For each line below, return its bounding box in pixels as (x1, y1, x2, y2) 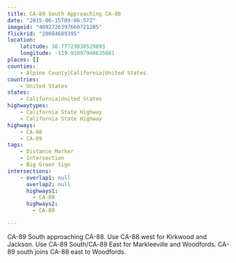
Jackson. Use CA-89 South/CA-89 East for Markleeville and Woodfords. (7, 240, 216, 248)
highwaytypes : (7, 102, 49, 109)
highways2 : (25, 200, 58, 208)
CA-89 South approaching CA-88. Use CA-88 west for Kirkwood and (7, 232, 207, 240)
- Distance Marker (20, 148, 74, 155)
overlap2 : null (25, 181, 71, 188)
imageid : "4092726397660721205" (7, 23, 102, 30)
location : (7, 37, 37, 44)
